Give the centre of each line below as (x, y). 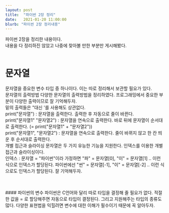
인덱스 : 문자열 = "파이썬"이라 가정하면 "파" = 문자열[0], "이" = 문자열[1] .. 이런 (83, 159)
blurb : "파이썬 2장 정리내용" (33, 24)
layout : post (19, 10)
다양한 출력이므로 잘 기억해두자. (46, 101)
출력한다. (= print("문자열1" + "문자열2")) (51, 127)
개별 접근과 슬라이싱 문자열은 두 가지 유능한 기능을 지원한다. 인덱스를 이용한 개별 (84, 146)
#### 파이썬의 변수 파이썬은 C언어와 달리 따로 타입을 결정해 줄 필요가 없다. (79, 193)
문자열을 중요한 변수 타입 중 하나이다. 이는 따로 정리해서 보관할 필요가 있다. (79, 88)
